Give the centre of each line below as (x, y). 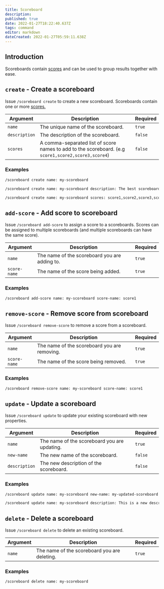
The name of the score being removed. (82, 362)
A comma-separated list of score (78, 143)
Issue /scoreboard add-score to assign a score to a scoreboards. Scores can (82, 225)
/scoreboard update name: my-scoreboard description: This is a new (76, 503)
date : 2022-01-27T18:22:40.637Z (38, 23)
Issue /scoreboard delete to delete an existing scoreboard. (64, 530)
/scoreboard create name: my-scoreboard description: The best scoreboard (83, 189)
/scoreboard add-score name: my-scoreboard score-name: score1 (71, 298)
